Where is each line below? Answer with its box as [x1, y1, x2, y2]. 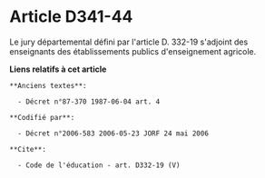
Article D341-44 [9, 6, 133, 27]
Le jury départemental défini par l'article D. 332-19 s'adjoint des [9, 36, 249, 47]
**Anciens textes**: [9, 81, 88, 90]
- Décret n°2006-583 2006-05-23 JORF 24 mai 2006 [17, 129, 209, 138]
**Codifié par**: [9, 113, 75, 122]
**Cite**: [9, 144, 47, 153]
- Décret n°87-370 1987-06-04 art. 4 [17, 97, 161, 106]
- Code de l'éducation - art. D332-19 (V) [17, 161, 181, 170]
